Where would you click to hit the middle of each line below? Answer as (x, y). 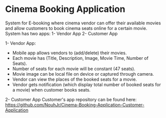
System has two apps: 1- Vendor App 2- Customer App (61, 33)
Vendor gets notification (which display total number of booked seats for (86, 84)
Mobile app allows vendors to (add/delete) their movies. (69, 53)
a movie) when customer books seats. (51, 90)
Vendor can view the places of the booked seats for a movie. (75, 79)
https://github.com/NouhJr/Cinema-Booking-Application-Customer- (75, 105)
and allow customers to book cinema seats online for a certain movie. (76, 28)
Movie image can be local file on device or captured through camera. (83, 74)
